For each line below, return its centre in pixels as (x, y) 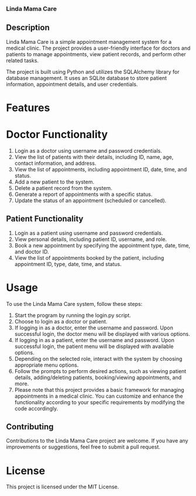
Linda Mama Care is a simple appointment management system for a (89, 42)
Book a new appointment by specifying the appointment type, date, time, (102, 245)
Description (28, 28)
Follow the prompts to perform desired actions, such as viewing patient (100, 371)
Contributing (30, 427)
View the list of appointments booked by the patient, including (89, 258)
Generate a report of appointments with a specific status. (83, 194)
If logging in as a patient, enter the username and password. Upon (94, 340)
